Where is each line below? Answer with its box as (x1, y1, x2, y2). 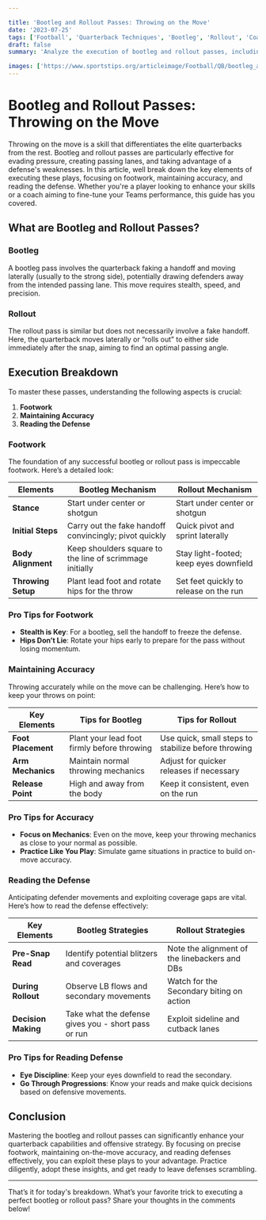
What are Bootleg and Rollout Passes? (8, 221, 200, 234)
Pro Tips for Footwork (8, 609, 93, 620)
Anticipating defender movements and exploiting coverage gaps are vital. (8, 893, 247, 902)
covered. (8, 198, 37, 208)
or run (65, 1028, 89, 1039)
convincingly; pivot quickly (66, 530, 166, 541)
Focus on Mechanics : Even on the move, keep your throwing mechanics (19, 829, 256, 839)
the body (69, 787, 103, 799)
